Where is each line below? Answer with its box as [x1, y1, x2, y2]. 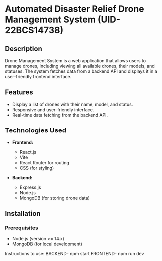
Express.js [19, 184, 41, 190]
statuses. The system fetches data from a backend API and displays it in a [5, 68, 157, 74]
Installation [5, 209, 41, 218]
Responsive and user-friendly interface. [12, 106, 94, 113]
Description [5, 44, 42, 53]
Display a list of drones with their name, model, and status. [12, 101, 133, 107]
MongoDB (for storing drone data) [19, 195, 90, 201]
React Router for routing [19, 159, 70, 165]
